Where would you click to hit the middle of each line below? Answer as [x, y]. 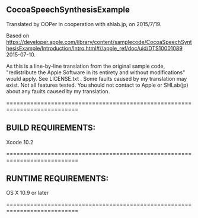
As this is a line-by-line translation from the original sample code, [86, 66]
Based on [18, 36]
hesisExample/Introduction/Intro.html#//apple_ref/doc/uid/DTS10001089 [94, 48]
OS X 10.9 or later [28, 193]
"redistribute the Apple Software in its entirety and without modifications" [96, 72]
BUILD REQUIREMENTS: [51, 128]
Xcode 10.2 [20, 142]
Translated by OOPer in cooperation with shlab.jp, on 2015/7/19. [84, 24]
